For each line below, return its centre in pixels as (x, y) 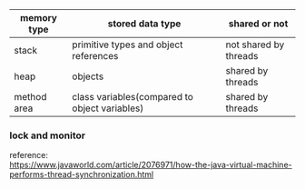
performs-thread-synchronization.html (82, 174)
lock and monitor (48, 135)
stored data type (144, 24)
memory (38, 18)
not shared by (255, 45)
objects (88, 76)
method (30, 97)
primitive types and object (128, 45)
